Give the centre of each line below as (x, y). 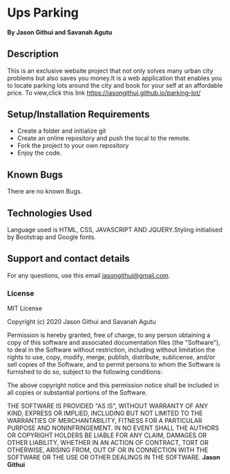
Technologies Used (49, 213)
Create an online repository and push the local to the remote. (104, 138)
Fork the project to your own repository (73, 146)
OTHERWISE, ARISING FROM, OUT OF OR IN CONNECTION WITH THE (108, 450)
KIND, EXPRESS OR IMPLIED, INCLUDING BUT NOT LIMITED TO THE (105, 413)
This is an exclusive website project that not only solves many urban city (110, 70)
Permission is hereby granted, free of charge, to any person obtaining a (109, 335)
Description (33, 54)
